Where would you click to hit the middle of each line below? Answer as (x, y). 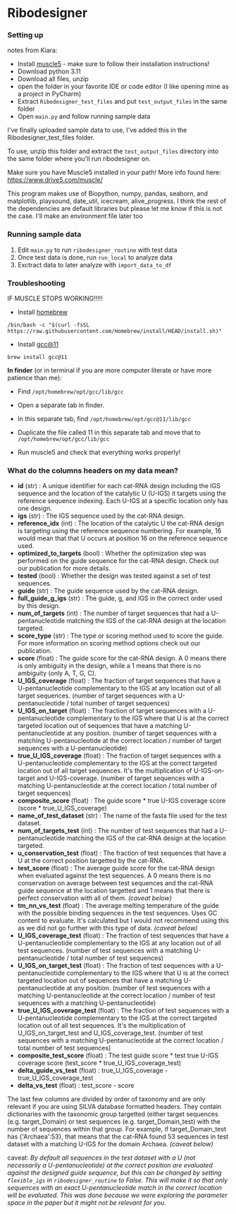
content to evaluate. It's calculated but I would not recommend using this (123, 921)
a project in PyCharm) (49, 94)
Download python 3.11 (49, 71)
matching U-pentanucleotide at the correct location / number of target (119, 741)
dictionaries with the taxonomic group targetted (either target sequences (113, 1114)
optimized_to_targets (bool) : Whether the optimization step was (112, 553)
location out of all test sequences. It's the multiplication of (101, 1026)
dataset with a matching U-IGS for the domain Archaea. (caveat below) (110, 1144)
